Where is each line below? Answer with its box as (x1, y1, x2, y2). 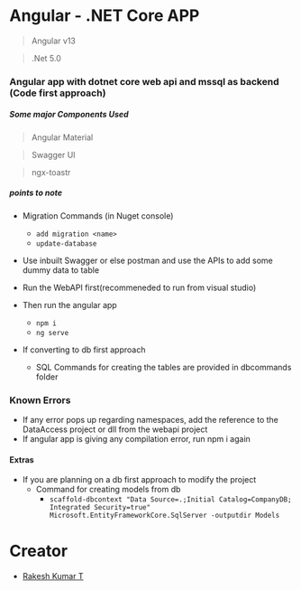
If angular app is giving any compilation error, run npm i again (22, 434, 251, 445)
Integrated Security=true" (49, 503, 151, 512)
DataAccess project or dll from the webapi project (22, 424, 208, 435)
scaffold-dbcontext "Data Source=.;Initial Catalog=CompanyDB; (49, 495, 292, 504)
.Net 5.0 (31, 52, 61, 63)
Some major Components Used (9, 109, 129, 120)
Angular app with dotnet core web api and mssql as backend (9, 75, 279, 88)
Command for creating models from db (35, 484, 181, 495)
